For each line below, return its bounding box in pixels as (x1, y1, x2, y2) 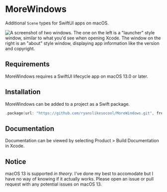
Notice (5, 157, 26, 166)
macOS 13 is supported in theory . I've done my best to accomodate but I (5, 171, 154, 177)
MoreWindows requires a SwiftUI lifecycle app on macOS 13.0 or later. (5, 73, 148, 79)
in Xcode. (5, 143, 25, 149)
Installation (5, 88, 41, 96)
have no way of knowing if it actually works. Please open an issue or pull (5, 176, 154, 182)
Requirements (5, 60, 50, 68)
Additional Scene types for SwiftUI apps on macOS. (5, 20, 109, 26)
